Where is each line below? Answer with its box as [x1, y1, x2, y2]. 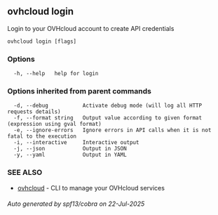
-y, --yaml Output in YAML [13, 151, 128, 159]
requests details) [7, 108, 61, 115]
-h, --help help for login [13, 70, 99, 77]
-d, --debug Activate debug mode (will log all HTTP [13, 102, 202, 110]
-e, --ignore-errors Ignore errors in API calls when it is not [13, 126, 212, 134]
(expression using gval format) [7, 121, 102, 128]
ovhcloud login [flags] [7, 38, 77, 45]
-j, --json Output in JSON [13, 145, 128, 152]
